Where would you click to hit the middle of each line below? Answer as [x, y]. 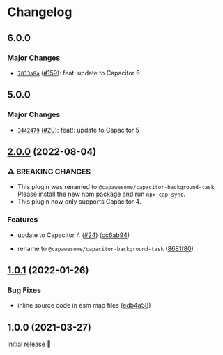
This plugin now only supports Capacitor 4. [79, 202]
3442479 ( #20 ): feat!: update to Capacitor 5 [78, 130]
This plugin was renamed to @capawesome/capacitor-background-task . [116, 187]
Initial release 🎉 [29, 344]
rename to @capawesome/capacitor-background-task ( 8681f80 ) [105, 248]
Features [23, 220]
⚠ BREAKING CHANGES [49, 172]
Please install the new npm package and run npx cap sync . [101, 194]
